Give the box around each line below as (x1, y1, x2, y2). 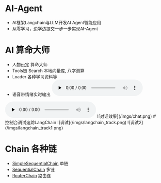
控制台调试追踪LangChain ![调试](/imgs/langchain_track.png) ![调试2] (5, 119, 143, 125)
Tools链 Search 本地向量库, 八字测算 (12, 68, 85, 73)
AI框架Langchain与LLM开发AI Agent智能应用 (12, 19, 101, 25)
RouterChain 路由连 (12, 172, 51, 178)
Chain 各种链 (5, 144, 57, 155)
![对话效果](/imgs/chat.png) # (97, 113, 156, 119)
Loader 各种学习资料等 (12, 73, 58, 79)
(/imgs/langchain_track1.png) (5, 125, 63, 130)
